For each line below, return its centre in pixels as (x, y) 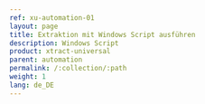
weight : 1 (28, 77)
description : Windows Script (64, 43)
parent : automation (46, 60)
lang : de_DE (32, 85)
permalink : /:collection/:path (68, 69)
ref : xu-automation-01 (52, 18)
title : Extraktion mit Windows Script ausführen (102, 34)
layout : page (34, 26)
